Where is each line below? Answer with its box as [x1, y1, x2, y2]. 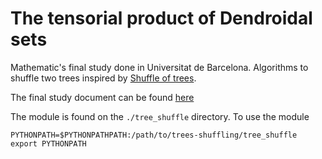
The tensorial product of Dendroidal [10, 7, 313, 30]
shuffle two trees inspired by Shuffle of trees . [10, 72, 197, 84]
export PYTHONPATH [10, 138, 87, 149]
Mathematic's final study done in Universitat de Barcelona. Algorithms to [10, 61, 309, 73]
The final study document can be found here [10, 91, 195, 103]
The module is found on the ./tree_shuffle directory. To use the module [10, 110, 310, 122]
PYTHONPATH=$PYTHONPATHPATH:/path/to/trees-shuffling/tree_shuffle [10, 130, 298, 140]
